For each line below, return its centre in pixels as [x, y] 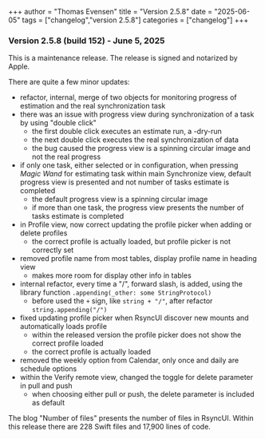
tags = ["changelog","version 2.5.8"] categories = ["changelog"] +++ [135, 20]
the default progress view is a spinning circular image [120, 200]
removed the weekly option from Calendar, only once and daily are [129, 360]
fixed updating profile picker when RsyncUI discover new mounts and [134, 318]
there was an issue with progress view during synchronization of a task [137, 114]
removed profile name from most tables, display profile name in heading [138, 259]
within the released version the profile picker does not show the [136, 335]
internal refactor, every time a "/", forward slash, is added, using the [131, 284]
